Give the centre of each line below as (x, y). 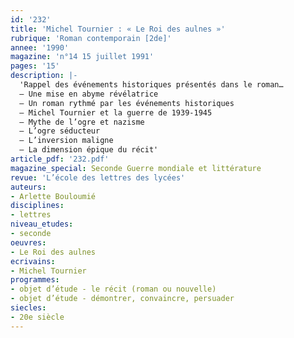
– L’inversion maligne (66, 141)
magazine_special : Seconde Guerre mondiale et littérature (136, 168)
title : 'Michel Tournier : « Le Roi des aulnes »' (118, 29)
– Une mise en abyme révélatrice (89, 94)
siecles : (28, 308)
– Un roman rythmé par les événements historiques (127, 103)
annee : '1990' (40, 47)
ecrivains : (33, 261)
